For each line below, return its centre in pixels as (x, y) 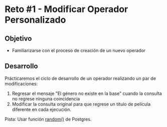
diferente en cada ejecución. (41, 109)
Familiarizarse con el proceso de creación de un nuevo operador (79, 50)
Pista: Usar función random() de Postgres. (48, 119)
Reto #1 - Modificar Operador (66, 9)
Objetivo (18, 38)
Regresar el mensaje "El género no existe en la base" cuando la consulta (87, 93)
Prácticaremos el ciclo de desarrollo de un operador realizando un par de (80, 78)
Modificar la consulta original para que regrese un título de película (81, 104)
